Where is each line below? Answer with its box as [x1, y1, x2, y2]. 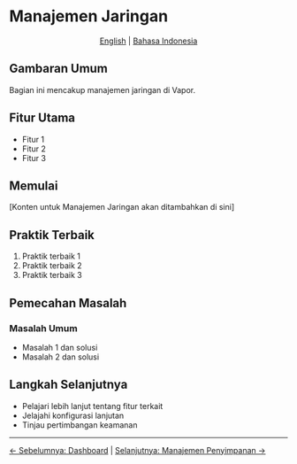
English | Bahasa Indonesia [99, 35, 198, 46]
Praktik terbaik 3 [21, 270, 82, 281]
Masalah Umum [9, 321, 78, 334]
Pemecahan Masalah [9, 295, 127, 311]
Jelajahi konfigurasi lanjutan [21, 410, 125, 421]
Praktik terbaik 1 [21, 251, 81, 262]
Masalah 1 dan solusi [21, 342, 98, 352]
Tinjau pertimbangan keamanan [21, 419, 138, 430]
